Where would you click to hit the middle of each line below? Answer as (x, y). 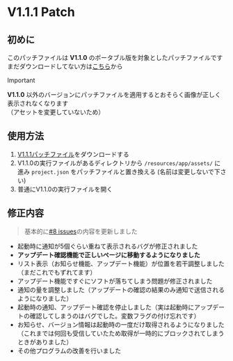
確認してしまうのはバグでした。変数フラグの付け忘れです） (115, 316)
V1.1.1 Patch (41, 12)
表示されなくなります (38, 103)
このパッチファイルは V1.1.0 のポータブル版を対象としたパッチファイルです (115, 57)
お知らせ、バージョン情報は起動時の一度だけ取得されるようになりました (121, 324)
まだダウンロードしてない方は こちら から (65, 66)
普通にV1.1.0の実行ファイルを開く (65, 189)
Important (21, 80)
